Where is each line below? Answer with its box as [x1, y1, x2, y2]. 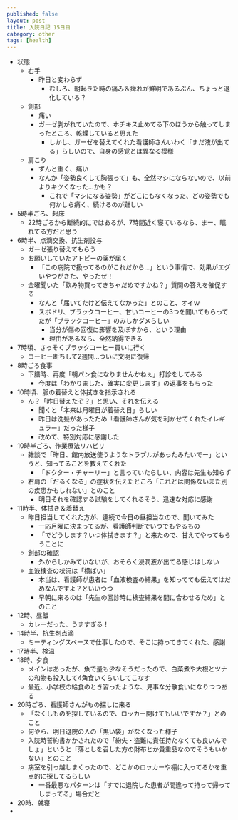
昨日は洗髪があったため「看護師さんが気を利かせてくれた [38, 415, 207, 424]
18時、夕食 [16, 656, 49, 664]
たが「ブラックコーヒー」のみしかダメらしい [38, 316, 170, 325]
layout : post [6, 17, 46, 24]
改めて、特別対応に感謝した [38, 433, 120, 441]
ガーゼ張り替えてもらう [27, 245, 97, 254]
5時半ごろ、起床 [16, 209, 66, 218]
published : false [6, 10, 58, 18]
